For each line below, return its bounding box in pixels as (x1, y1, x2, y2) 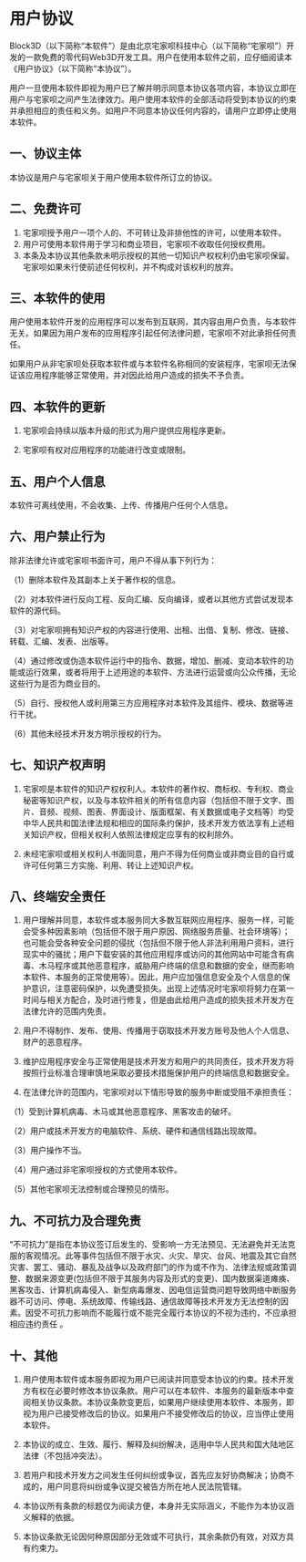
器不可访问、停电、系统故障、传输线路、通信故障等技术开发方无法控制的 (9, 1296, 280, 1307)
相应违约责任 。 (9, 1319, 68, 1329)
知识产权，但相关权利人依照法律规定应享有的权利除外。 (30, 829, 239, 840)
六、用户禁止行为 (9, 529, 106, 544)
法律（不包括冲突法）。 (22, 1451, 107, 1462)
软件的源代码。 (9, 605, 66, 615)
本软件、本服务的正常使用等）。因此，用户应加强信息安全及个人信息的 (22, 972, 282, 983)
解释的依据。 (30, 1512, 79, 1523)
